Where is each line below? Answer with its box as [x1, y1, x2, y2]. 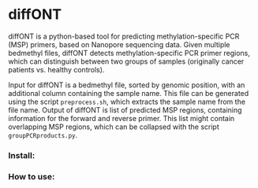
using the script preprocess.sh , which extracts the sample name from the [8, 97, 246, 106]
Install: [8, 149, 36, 160]
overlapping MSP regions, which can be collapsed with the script [8, 122, 219, 131]
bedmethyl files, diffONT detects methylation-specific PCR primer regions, [8, 48, 250, 57]
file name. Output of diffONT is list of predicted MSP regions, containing [8, 105, 242, 115]
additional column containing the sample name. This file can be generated [8, 88, 249, 98]
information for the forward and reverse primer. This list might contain [8, 113, 235, 123]
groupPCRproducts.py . [8, 130, 78, 139]
